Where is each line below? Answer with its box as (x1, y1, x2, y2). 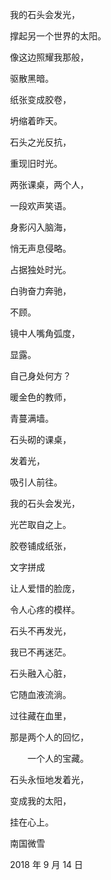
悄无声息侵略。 (9, 243, 72, 254)
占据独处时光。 (9, 264, 72, 275)
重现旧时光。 (9, 158, 63, 169)
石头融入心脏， (9, 668, 72, 679)
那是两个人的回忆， (9, 731, 89, 743)
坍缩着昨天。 (9, 115, 63, 127)
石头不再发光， (9, 625, 72, 637)
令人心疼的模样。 (9, 604, 80, 615)
